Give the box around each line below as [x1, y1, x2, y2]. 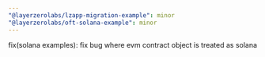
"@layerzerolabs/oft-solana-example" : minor [8, 19, 157, 27]
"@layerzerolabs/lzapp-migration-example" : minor [8, 11, 176, 20]
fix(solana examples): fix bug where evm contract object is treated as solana [8, 40, 258, 49]
